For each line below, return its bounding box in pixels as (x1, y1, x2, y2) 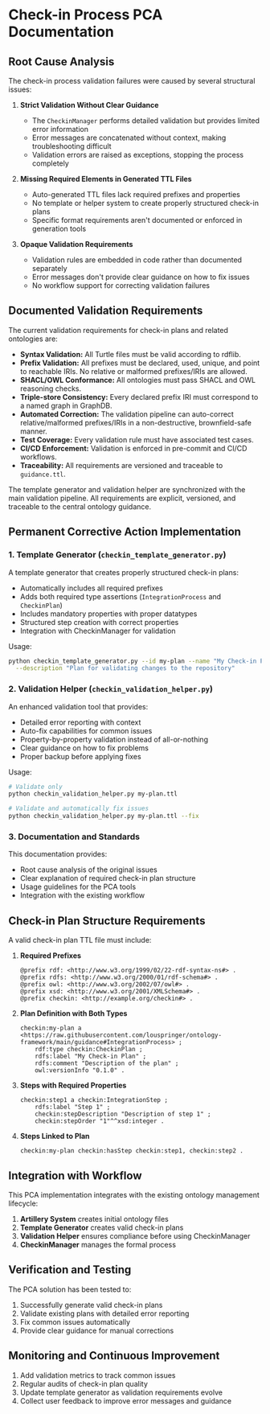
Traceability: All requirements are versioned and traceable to (19, 460, 223, 470)
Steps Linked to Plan (19, 1132, 90, 1141)
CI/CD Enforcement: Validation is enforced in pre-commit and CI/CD (19, 443, 247, 453)
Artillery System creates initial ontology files (19, 1214, 169, 1223)
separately (31, 264, 67, 273)
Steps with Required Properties (19, 1080, 127, 1091)
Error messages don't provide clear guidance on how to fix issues (31, 272, 251, 282)
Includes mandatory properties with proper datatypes (19, 609, 198, 619)
